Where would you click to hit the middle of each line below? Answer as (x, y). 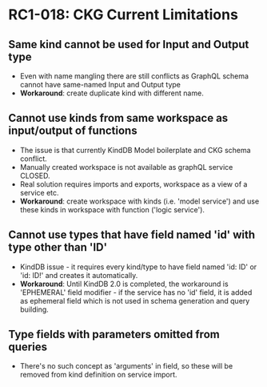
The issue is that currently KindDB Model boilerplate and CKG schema (135, 150)
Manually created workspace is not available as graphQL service (126, 167)
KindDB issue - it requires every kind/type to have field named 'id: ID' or (138, 267)
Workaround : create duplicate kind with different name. (112, 93)
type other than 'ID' (58, 247)
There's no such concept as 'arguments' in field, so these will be (126, 366)
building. (34, 309)
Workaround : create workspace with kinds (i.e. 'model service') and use (139, 201)
